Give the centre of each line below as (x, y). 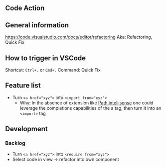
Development (27, 129)
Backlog (15, 143)
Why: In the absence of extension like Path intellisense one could (86, 103)
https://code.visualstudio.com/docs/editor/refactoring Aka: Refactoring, (79, 37)
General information (37, 25)
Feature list (23, 86)
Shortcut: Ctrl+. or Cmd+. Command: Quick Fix (53, 70)
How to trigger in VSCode (46, 58)
